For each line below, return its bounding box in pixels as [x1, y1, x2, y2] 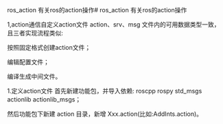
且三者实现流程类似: [7, 29, 64, 37]
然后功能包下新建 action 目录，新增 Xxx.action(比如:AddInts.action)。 [7, 110, 203, 118]
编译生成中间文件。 [7, 72, 62, 80]
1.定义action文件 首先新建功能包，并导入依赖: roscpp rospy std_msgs [7, 87, 202, 95]
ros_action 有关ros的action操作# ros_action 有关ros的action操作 [7, 6, 187, 14]
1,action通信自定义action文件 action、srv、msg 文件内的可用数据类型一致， [7, 20, 221, 29]
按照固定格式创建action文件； [7, 44, 91, 51]
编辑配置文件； [7, 58, 49, 66]
